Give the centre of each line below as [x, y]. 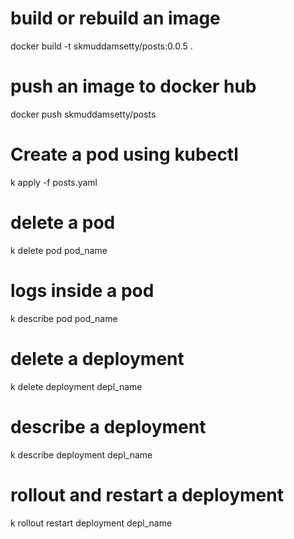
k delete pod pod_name [59, 250]
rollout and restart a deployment [147, 494]
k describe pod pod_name [64, 318]
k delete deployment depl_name [76, 386]
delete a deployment [97, 358]
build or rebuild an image [115, 18]
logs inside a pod [82, 290]
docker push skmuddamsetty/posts [83, 114]
